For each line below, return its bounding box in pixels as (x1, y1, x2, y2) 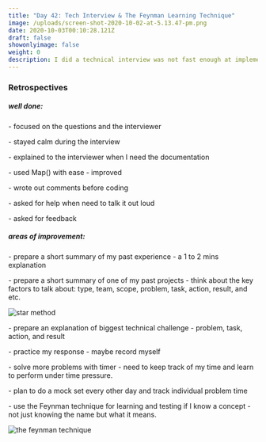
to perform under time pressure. (8, 370, 113, 380)
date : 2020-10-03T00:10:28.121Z (8, 26, 115, 34)
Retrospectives (8, 82, 69, 93)
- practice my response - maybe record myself (8, 346, 161, 356)
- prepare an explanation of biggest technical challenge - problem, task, (8, 322, 243, 333)
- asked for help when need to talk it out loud (8, 198, 155, 208)
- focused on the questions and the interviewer (8, 121, 161, 131)
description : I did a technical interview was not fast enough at (8, 56, 232, 64)
